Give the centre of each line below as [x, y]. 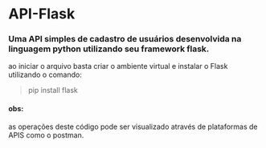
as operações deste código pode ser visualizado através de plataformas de [133, 126]
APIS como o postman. [46, 135]
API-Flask [42, 14]
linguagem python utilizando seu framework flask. [109, 49]
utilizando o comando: [45, 75]
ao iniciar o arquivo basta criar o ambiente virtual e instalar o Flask [118, 66]
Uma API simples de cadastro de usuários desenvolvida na [125, 39]
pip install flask [53, 90]
